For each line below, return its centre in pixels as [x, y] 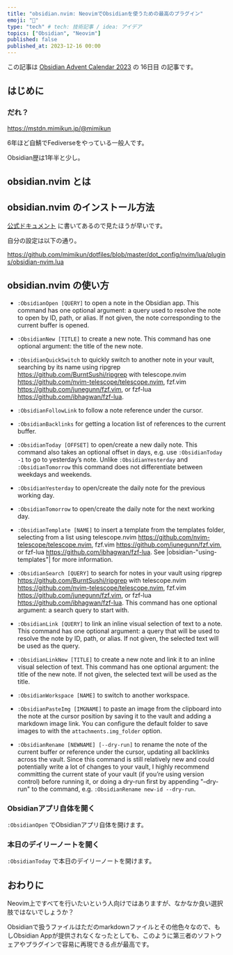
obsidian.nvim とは [49, 182]
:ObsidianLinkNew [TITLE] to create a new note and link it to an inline [116, 659]
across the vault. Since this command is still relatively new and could [115, 759]
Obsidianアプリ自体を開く [51, 808]
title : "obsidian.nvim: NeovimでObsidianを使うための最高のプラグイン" [105, 14]
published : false [32, 40]
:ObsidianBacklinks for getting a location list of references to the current [121, 424]
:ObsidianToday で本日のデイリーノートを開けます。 [81, 861]
